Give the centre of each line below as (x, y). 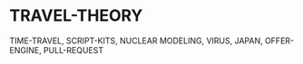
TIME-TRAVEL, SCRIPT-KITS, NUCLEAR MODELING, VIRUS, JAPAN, (136, 41)
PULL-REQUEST (74, 50)
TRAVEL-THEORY (76, 16)
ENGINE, (26, 50)
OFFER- (279, 41)
